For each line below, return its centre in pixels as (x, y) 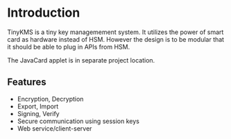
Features (27, 82)
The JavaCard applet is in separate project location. (81, 60)
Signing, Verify (38, 113)
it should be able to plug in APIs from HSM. (69, 47)
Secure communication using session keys (78, 121)
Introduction (44, 13)
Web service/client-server (54, 128)
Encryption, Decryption (50, 99)
